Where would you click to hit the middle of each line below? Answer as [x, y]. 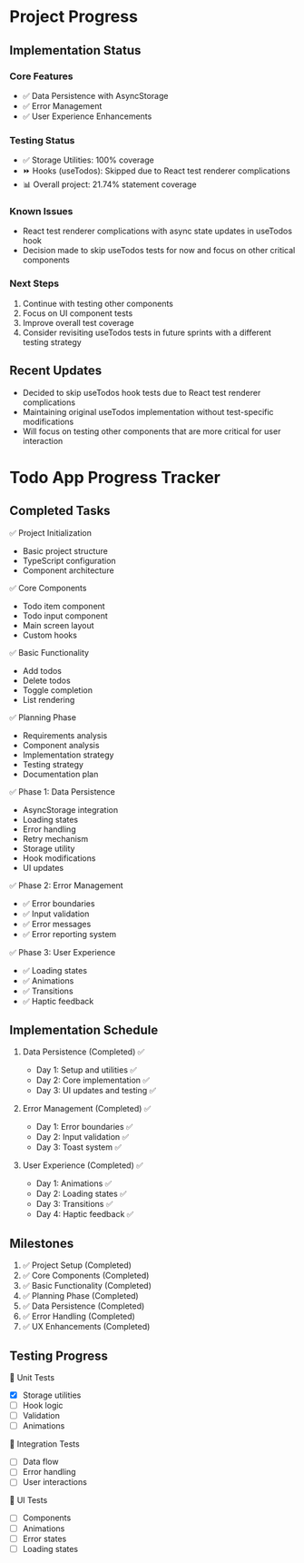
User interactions [55, 1482]
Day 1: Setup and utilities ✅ [87, 1070]
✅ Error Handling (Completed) [79, 1316]
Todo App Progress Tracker [115, 477]
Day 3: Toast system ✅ [79, 1147]
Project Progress [74, 17]
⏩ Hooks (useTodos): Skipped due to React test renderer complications [156, 171]
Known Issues [41, 212]
